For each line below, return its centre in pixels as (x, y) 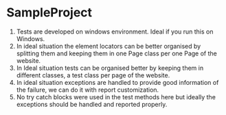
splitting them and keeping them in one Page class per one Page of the (116, 53)
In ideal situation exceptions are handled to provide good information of (117, 82)
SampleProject (49, 13)
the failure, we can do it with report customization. (88, 90)
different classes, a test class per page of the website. (93, 75)
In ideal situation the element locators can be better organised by (109, 46)
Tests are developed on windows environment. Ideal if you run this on (115, 31)
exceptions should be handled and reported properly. (92, 104)
